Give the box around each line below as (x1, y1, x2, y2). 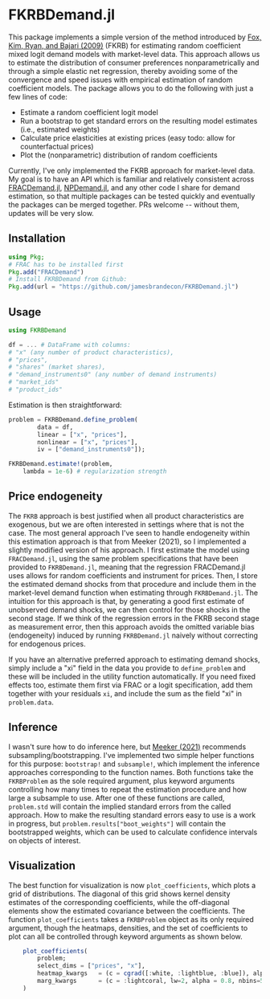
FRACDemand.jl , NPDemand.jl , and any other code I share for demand (8, 182, 240, 192)
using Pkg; (8, 253, 45, 261)
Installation (8, 231, 66, 246)
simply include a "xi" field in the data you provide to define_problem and (8, 663, 247, 672)
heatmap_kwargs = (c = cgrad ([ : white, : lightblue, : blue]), (37, 969, 250, 977)
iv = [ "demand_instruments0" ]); (37, 446, 146, 454)
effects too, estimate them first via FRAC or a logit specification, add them (8, 680, 253, 690)
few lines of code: (8, 92, 68, 101)
